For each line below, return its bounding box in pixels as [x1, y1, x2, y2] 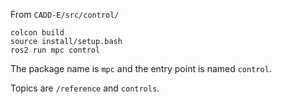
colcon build [10, 28, 65, 38]
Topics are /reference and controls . [10, 82, 160, 94]
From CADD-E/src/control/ [10, 9, 120, 20]
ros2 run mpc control [10, 45, 101, 55]
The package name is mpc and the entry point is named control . [10, 63, 272, 74]
